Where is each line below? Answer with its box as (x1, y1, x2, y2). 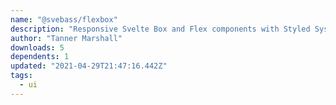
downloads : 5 (10, 42, 65, 53)
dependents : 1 (10, 52, 70, 62)
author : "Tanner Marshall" (10, 33, 123, 43)
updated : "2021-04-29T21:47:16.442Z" (10, 61, 168, 71)
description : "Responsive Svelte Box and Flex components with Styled (10, 24, 311, 34)
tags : (10, 71, 33, 81)
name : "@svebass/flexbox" (10, 14, 118, 25)
